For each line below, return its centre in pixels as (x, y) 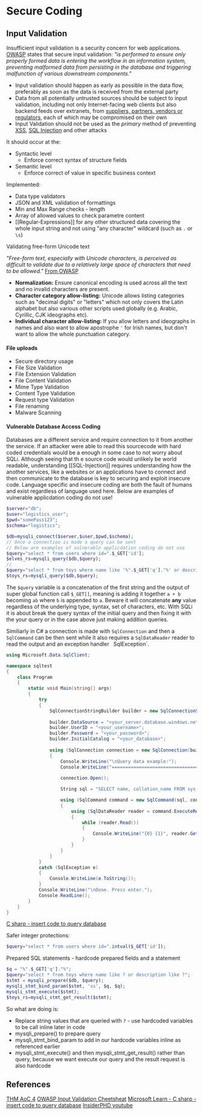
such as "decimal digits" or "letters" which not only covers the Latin (99, 302)
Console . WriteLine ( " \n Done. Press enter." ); (95, 890)
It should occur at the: (34, 142)
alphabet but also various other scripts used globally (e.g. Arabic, (96, 308)
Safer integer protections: (38, 936)
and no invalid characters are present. (62, 289)
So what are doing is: (33, 1009)
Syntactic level (33, 153)
